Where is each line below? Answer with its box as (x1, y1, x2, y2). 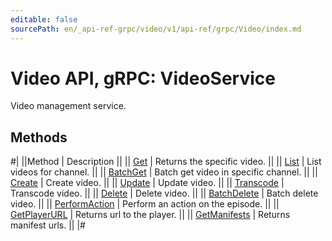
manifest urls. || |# (10, 219, 86, 231)
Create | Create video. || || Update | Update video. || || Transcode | (10, 177, 285, 189)
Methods (10, 129, 68, 146)
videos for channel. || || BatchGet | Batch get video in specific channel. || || (10, 166, 318, 178)
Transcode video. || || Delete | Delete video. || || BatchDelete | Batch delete (10, 187, 319, 200)
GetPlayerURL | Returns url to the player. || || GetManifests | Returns (10, 209, 291, 221)
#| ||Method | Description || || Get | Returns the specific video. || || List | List (10, 156, 322, 168)
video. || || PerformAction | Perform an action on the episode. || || (10, 198, 280, 210)
